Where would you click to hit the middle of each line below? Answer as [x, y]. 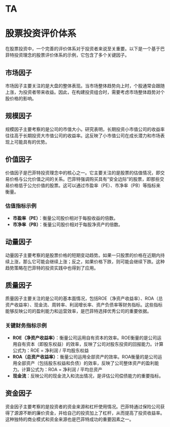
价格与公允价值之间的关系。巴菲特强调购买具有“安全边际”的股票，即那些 [85, 179]
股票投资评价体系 [41, 34]
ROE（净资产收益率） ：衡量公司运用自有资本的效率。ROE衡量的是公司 [85, 338]
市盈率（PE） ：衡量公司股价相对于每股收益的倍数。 [65, 218]
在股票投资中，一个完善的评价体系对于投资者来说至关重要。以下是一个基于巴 [85, 49]
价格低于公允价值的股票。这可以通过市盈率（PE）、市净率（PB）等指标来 [85, 185]
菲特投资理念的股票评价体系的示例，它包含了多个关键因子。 [67, 55]
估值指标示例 [21, 206]
